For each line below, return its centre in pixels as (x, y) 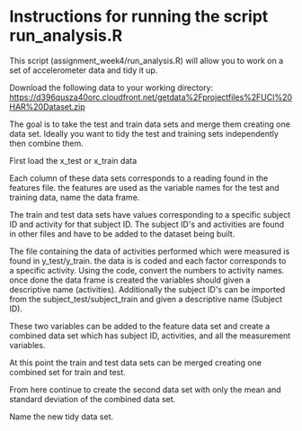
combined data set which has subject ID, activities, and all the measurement (150, 336)
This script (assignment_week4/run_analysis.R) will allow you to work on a (147, 60)
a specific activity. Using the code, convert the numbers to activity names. (147, 270)
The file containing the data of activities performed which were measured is (150, 251)
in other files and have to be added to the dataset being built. (122, 233)
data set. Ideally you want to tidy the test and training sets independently (144, 133)
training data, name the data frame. (75, 197)
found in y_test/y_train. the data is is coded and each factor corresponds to (148, 260)
